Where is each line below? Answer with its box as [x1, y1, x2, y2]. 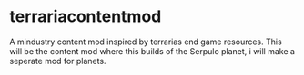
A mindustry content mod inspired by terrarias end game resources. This [9, 36, 282, 47]
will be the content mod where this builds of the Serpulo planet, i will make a [9, 45, 296, 56]
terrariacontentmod [9, 6, 162, 27]
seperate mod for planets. [9, 55, 106, 66]
